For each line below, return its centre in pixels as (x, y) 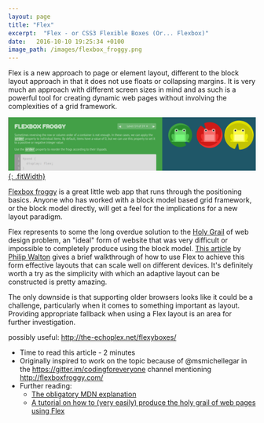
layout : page (29, 16)
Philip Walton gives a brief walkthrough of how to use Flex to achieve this (126, 257)
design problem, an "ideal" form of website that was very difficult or (118, 240)
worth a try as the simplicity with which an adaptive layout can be (114, 274)
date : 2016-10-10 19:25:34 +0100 (66, 42)
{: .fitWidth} (27, 177)
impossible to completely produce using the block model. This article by (125, 249)
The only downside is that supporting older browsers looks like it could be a (131, 297)
